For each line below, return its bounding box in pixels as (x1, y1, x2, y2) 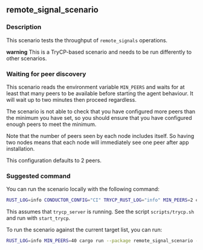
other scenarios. (6, 54, 47, 62)
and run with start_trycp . (6, 214, 71, 222)
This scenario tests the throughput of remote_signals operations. (6, 36, 168, 44)
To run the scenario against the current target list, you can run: (6, 226, 163, 234)
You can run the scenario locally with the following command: (6, 186, 160, 193)
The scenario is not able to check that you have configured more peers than (6, 108, 196, 115)
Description (6, 23, 42, 31)
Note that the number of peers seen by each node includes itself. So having (6, 132, 195, 139)
